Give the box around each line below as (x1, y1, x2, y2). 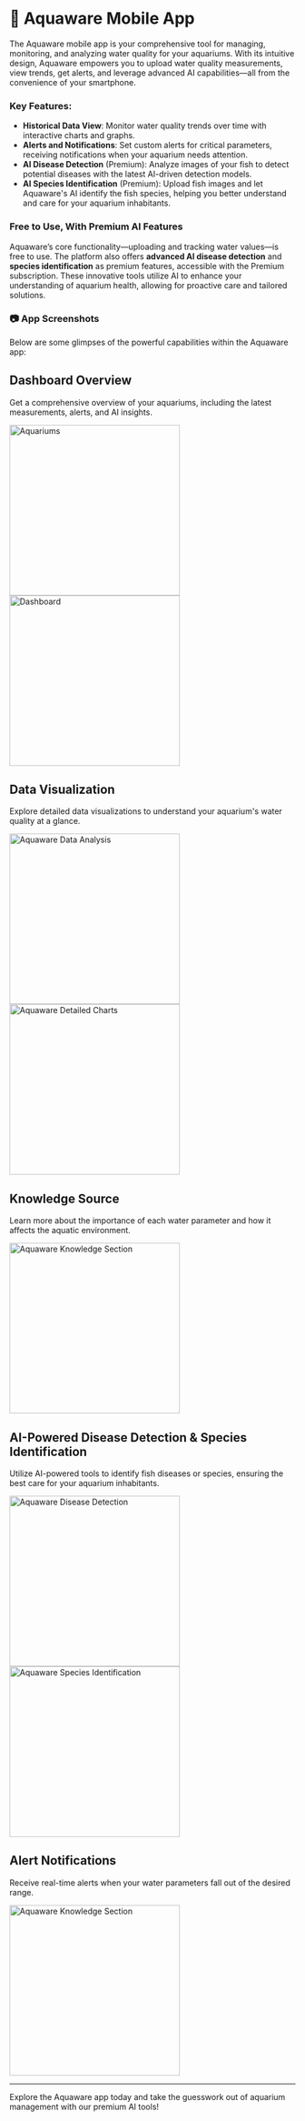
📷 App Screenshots (9, 313, 100, 326)
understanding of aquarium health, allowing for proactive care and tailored (9, 279, 288, 290)
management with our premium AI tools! (9, 2101, 160, 2112)
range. (9, 1886, 34, 1897)
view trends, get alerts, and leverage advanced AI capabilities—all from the (9, 67, 290, 78)
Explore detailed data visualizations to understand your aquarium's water (9, 806, 283, 817)
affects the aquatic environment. (9, 1225, 132, 1236)
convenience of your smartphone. (9, 76, 136, 87)
